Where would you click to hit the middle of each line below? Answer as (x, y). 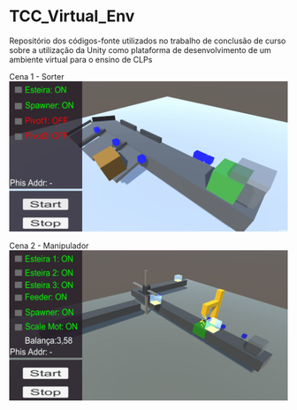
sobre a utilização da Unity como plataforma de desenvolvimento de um (140, 49)
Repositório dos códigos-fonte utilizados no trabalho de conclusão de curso (148, 41)
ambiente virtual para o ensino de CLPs (81, 59)
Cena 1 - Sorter (37, 76)
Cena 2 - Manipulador (49, 246)
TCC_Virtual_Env (72, 16)
